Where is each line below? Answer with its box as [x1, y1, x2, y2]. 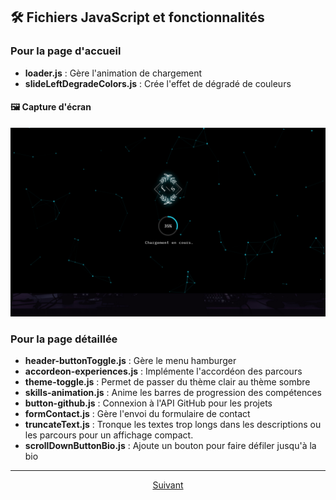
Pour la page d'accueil [10, 44, 122, 58]
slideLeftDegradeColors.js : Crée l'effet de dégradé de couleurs [24, 77, 292, 89]
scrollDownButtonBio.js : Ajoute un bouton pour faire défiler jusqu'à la [24, 440, 317, 452]
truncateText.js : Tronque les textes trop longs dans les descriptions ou [24, 419, 322, 431]
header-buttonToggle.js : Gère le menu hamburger [24, 355, 237, 367]
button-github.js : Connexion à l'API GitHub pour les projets [24, 397, 273, 409]
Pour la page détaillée [10, 332, 118, 346]
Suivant [152, 479, 184, 491]
